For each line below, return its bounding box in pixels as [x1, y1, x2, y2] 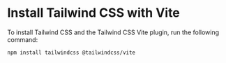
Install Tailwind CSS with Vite [7, 5, 180, 21]
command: [7, 35, 38, 43]
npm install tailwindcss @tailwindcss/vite [7, 49, 136, 56]
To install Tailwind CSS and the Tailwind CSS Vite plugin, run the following [7, 28, 220, 36]
